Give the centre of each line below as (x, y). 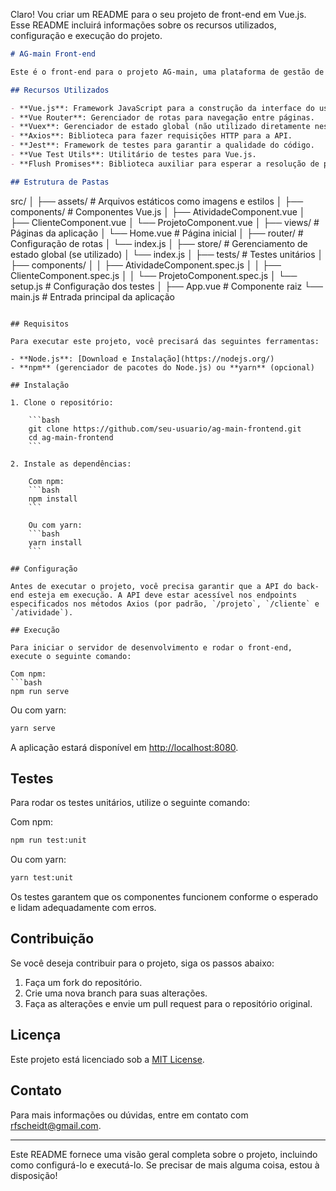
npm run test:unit (48, 840)
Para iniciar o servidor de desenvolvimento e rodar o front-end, (151, 647)
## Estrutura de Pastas (60, 182)
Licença (36, 1035)
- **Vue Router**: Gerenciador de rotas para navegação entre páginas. (162, 117)
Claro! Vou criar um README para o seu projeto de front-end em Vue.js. (158, 14)
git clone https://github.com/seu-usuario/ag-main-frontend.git (165, 429)
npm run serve (40, 691)
